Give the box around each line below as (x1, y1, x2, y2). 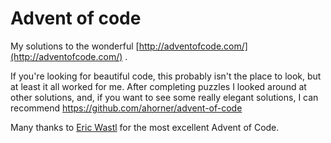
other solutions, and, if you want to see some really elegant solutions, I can (10, 91, 319, 103)
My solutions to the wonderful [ (10, 40, 140, 52)
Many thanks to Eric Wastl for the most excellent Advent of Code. (10, 121, 280, 133)
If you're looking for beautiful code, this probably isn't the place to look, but (10, 70, 322, 82)
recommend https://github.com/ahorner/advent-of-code (10, 102, 243, 114)
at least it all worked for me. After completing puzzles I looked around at (10, 80, 307, 92)
